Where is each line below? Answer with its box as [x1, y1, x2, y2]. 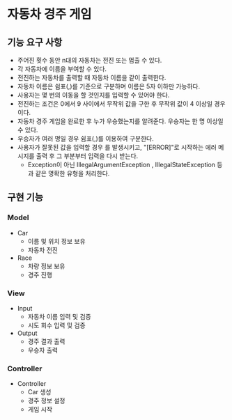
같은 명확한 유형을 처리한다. [35, 169, 110, 178]
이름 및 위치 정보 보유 [27, 237, 86, 245]
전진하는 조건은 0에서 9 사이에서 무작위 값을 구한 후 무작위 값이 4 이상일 [17, 100, 213, 108]
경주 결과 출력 [27, 337, 65, 345]
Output [17, 329, 38, 337]
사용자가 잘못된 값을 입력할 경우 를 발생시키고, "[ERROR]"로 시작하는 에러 [17, 143, 217, 151]
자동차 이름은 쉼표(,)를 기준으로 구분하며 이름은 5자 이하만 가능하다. [17, 82, 201, 91]
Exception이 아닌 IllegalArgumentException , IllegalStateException [27, 161, 216, 169]
